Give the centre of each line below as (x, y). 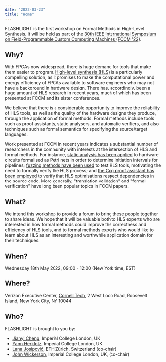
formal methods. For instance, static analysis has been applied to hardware (82, 155)
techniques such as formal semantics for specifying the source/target (76, 129)
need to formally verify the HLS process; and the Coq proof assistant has (80, 171)
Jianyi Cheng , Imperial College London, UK (56, 338)
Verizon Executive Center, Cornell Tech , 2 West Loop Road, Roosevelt (76, 295)
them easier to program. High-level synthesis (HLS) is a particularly (74, 72)
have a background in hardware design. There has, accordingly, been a (78, 88)
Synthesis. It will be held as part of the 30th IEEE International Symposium (81, 34)
